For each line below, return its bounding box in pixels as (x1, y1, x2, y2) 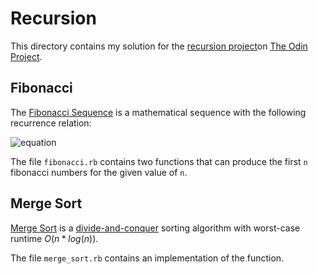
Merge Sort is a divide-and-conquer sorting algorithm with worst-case (10, 222, 301, 234)
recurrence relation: (10, 117, 92, 129)
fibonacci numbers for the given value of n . (10, 166, 188, 178)
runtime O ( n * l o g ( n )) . (10, 232, 99, 244)
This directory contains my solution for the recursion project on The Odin (10, 40, 308, 52)
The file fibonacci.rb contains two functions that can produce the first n (10, 155, 308, 167)
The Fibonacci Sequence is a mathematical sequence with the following (10, 106, 307, 118)
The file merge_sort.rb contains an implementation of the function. (10, 252, 285, 264)
